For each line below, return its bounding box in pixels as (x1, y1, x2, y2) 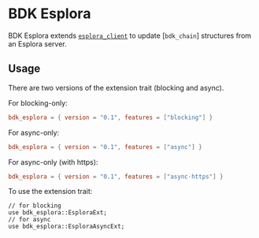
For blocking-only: (8, 98, 68, 107)
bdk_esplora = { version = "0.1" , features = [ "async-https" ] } (8, 173, 224, 180)
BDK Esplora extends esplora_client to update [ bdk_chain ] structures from (8, 31, 252, 40)
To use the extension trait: (8, 187, 93, 196)
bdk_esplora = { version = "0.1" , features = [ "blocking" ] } (8, 113, 213, 121)
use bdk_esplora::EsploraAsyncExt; (8, 222, 125, 231)
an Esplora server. (8, 39, 67, 48)
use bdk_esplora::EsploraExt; (8, 209, 108, 217)
